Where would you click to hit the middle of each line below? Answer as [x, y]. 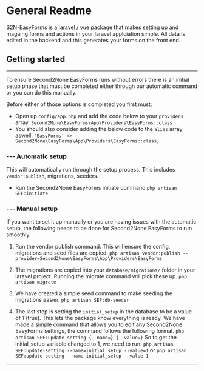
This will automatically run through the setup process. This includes [91, 170]
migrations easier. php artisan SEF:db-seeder [72, 300]
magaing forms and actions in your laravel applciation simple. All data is [96, 33]
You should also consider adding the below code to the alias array [99, 129]
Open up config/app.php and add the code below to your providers [99, 116]
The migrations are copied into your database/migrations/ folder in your [105, 270]
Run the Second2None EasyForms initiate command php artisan [96, 188]
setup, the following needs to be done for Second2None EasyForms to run [99, 229]
